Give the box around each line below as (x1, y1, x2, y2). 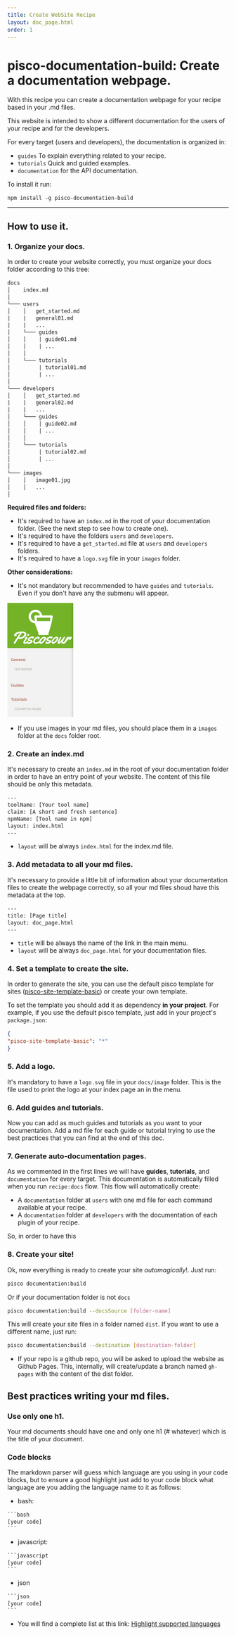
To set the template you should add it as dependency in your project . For (7, 1001, 219, 1009)
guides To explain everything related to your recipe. (17, 151, 166, 160)
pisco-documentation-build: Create (7, 57, 220, 73)
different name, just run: (7, 1327, 77, 1336)
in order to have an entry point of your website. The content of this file (7, 772, 211, 781)
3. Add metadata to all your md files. (7, 860, 133, 870)
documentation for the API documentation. (17, 166, 138, 175)
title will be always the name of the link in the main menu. (17, 939, 188, 947)
